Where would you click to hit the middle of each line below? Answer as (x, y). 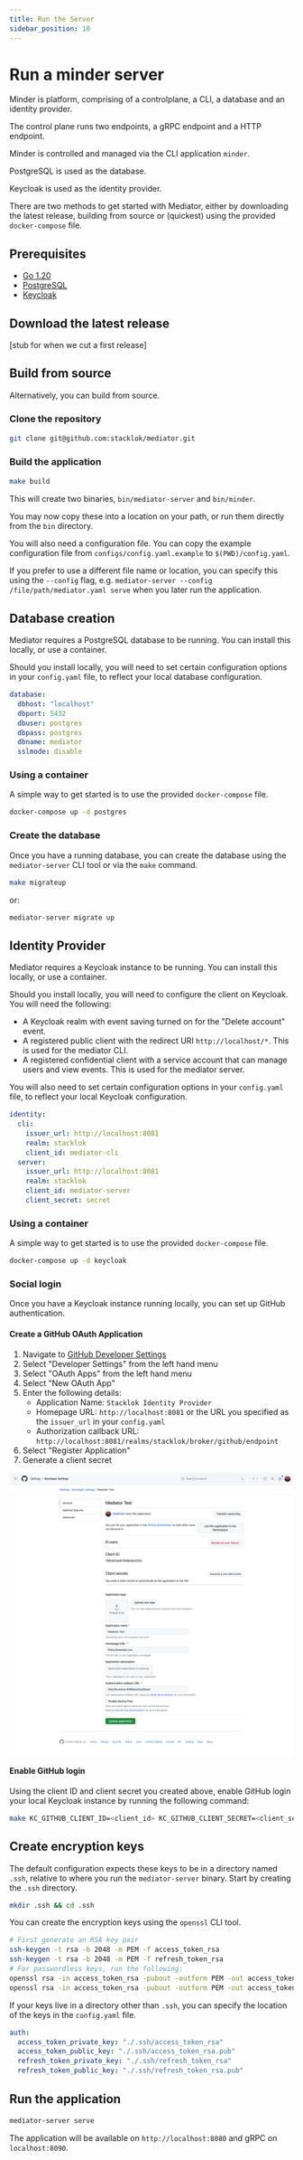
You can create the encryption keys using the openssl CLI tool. (125, 1922)
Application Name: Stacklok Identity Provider (124, 1402)
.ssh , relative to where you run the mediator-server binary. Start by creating (150, 1878)
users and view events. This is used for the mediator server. (133, 1070)
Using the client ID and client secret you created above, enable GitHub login (150, 1791)
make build (30, 482)
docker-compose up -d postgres (68, 812)
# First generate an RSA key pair (74, 1940)
